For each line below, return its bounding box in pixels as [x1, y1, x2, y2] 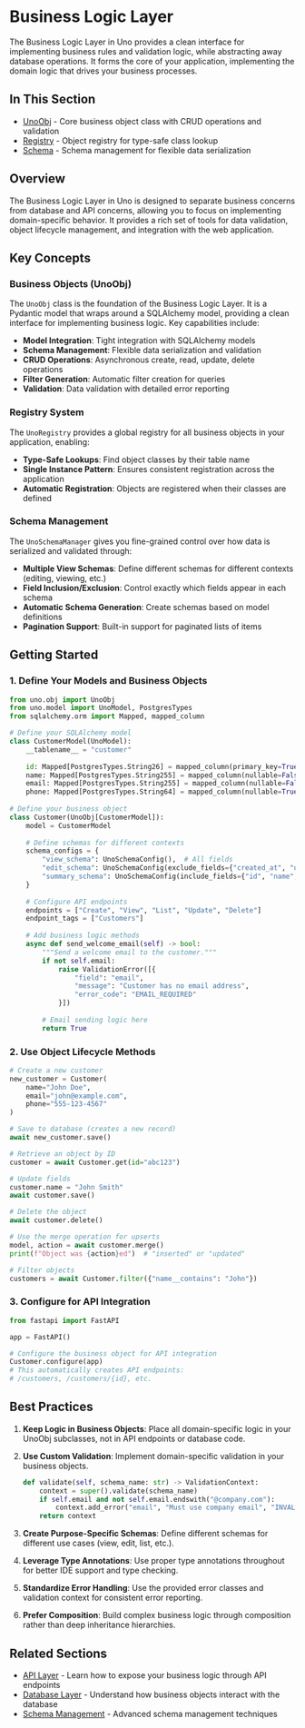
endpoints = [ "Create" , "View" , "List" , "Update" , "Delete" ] [25, 905, 261, 914]
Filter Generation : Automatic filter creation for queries [22, 374, 226, 385]
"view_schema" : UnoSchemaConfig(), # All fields [42, 855, 233, 864]
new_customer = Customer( [9, 1074, 107, 1083]
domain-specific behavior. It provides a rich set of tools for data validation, [9, 214, 289, 225]
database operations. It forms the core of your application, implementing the [9, 55, 295, 66]
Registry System [9, 406, 84, 419]
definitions [22, 611, 63, 622]
